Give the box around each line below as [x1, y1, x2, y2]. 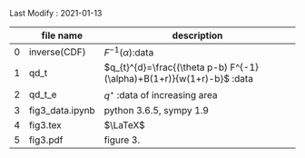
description [172, 29, 223, 42]
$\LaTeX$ [103, 118, 145, 131]
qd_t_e [28, 88, 57, 101]
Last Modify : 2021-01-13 [9, 8, 103, 18]
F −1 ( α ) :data [103, 44, 154, 59]
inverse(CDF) [28, 45, 86, 58]
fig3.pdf [28, 133, 64, 146]
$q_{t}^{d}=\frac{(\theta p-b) [103, 61, 229, 74]
